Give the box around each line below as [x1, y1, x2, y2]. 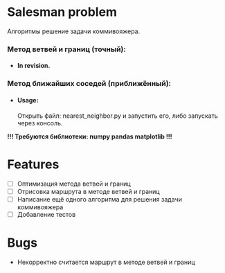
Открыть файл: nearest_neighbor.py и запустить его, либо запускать [17, 112, 218, 120]
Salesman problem [7, 4, 118, 20]
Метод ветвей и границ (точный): [7, 44, 126, 54]
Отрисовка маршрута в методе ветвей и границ [17, 187, 161, 195]
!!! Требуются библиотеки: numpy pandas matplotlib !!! [7, 132, 173, 141]
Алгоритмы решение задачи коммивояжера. [7, 27, 141, 35]
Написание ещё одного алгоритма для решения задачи [17, 195, 182, 203]
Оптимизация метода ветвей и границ [17, 179, 132, 188]
